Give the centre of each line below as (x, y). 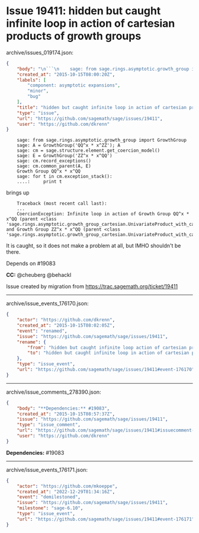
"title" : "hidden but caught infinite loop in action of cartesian (102, 107)
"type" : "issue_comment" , (49, 425)
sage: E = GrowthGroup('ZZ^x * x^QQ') (65, 156)
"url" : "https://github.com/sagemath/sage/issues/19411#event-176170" (106, 370)
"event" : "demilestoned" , (49, 497)
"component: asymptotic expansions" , (74, 85)
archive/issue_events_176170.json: (47, 304)
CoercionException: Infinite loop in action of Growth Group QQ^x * (103, 214)
